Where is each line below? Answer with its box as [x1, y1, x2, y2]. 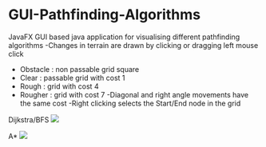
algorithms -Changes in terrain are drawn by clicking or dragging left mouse [8, 40, 259, 50]
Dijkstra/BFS [8, 114, 50, 125]
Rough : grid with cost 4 [19, 81, 99, 91]
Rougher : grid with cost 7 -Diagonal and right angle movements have [19, 89, 249, 99]
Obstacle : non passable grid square [19, 64, 140, 73]
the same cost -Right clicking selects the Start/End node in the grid [19, 98, 241, 108]
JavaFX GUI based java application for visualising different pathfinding [8, 32, 240, 42]
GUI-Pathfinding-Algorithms [8, 6, 201, 24]
